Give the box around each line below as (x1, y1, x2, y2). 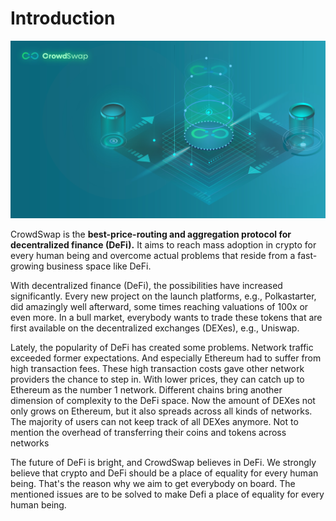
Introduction (10, 7, 116, 30)
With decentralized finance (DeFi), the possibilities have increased (10, 279, 283, 291)
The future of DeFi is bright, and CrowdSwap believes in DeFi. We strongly (10, 456, 317, 468)
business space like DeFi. (46, 260, 152, 272)
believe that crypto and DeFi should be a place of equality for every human (10, 467, 319, 479)
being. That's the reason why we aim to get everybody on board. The (10, 477, 296, 489)
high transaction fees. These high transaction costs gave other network (10, 362, 305, 374)
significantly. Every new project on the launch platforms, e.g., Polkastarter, (10, 290, 317, 302)
